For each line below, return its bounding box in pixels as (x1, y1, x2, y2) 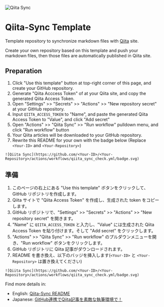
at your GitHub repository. (12, 106, 65, 112)
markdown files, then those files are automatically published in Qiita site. (5, 52, 152, 58)
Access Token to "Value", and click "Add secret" (12, 116, 110, 122)
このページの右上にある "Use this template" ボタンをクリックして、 (12, 184, 148, 191)
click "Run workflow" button (12, 127, 70, 132)
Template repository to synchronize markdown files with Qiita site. (5, 38, 139, 44)
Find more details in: (5, 281, 47, 287)
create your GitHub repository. (12, 85, 74, 91)
